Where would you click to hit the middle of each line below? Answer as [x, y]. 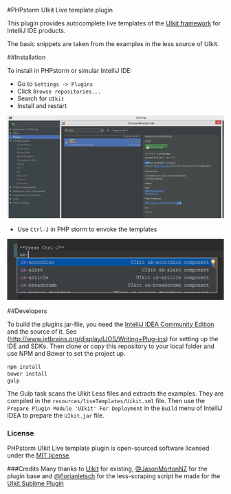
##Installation [26, 57]
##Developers [27, 311]
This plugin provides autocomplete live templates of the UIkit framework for [114, 23]
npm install [24, 367]
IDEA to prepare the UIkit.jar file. [56, 415]
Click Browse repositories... [59, 91]
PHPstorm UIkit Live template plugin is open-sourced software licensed [108, 448]
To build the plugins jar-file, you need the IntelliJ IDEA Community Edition [111, 324]
